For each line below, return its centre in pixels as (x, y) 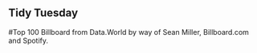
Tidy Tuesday (43, 13)
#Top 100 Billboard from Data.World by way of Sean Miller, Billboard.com (128, 32)
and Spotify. (29, 40)
